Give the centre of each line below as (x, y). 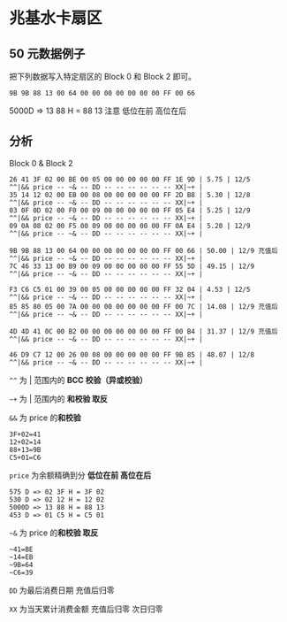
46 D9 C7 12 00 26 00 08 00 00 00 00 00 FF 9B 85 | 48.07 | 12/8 (132, 355)
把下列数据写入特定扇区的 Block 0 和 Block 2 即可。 (103, 77)
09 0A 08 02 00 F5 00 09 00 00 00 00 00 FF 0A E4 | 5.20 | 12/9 (130, 226)
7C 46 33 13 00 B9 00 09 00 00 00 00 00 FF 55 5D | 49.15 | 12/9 (132, 266)
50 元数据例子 (47, 54)
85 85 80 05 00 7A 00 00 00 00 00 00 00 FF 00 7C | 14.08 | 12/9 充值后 (143, 306)
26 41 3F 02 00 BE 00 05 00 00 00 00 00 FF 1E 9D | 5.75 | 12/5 (130, 179)
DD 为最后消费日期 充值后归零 (62, 590)
